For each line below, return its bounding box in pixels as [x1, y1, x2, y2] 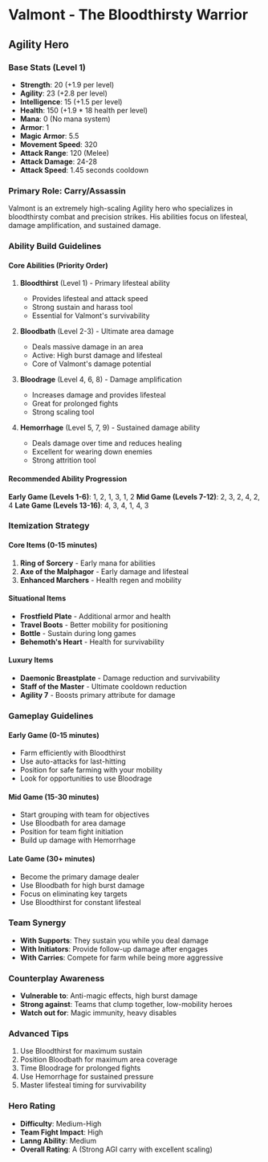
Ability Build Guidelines [8, 241, 102, 252]
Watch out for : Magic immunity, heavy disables [19, 1008, 177, 1017]
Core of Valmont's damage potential [31, 359, 152, 369]
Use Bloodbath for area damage [19, 818, 126, 828]
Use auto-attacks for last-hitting [19, 756, 126, 766]
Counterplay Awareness [8, 972, 105, 984]
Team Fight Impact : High [19, 1127, 104, 1137]
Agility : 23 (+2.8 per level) [19, 88, 108, 98]
